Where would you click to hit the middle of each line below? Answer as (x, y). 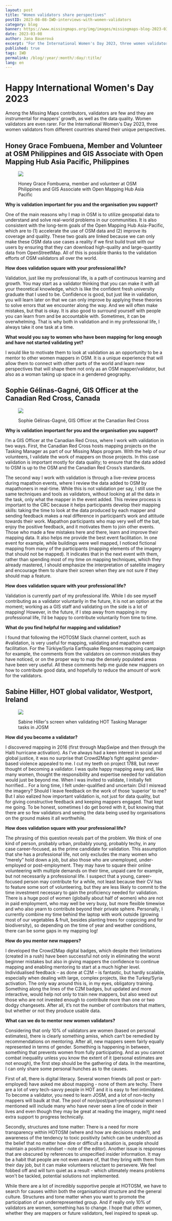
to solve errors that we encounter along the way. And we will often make (81, 305)
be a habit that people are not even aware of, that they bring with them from (85, 1159)
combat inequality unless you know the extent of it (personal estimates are (84, 1058)
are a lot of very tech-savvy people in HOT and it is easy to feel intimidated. (85, 1090)
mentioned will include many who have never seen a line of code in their (81, 1106)
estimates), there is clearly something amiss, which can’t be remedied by (82, 1036)
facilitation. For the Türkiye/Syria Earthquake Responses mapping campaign (85, 648)
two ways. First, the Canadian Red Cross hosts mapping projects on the (81, 446)
